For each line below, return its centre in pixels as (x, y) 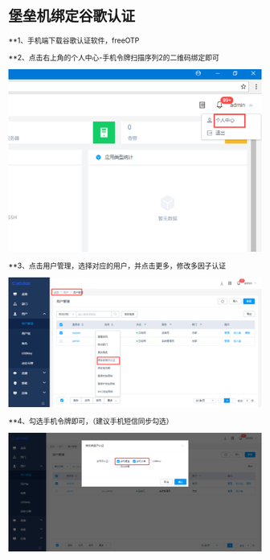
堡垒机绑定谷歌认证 (72, 16)
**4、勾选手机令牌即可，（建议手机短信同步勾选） (91, 421)
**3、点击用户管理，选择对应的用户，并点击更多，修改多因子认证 (117, 266)
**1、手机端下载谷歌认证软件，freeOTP (74, 40)
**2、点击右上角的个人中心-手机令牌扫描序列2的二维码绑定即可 (114, 57)
